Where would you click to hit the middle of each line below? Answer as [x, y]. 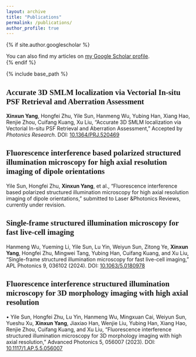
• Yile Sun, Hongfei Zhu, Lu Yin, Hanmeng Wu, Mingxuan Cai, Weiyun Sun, [97, 317]
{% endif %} [21, 63]
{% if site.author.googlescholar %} [48, 45]
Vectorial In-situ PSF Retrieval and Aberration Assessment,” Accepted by [94, 129]
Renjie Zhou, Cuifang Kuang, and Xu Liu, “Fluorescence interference [89, 329]
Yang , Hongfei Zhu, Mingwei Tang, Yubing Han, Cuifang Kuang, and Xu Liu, [97, 253]
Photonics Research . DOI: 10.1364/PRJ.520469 [63, 135]
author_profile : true [33, 28]
